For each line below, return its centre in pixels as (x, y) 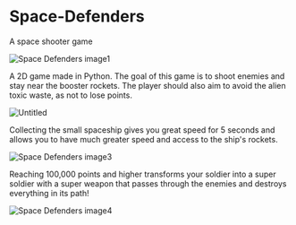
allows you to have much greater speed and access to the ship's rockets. (144, 139)
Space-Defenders (77, 17)
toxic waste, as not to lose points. (71, 95)
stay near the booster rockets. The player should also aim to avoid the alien (148, 85)
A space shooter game (51, 41)
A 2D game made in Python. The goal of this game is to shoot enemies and (147, 76)
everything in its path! (49, 193)
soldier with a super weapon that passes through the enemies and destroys (148, 183)
